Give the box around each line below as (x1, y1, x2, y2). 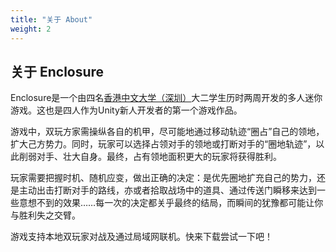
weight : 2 (10, 24, 52, 34)
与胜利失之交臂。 (10, 209, 81, 221)
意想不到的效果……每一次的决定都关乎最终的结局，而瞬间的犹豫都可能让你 (18, 197, 324, 209)
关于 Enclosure (10, 63, 105, 80)
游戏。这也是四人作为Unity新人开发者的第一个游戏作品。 (10, 104, 243, 116)
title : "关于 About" (10, 14, 93, 25)
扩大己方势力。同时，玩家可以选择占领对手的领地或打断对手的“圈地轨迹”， (10, 138, 317, 150)
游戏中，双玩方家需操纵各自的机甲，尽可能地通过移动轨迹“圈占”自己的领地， (10, 126, 325, 138)
